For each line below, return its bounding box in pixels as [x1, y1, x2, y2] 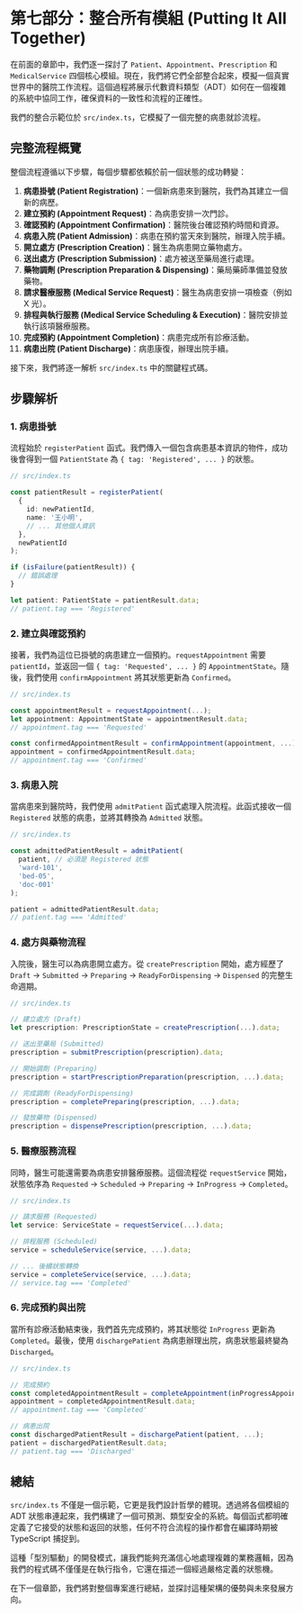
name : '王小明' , [26, 512, 84, 522]
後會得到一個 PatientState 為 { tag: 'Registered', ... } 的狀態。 [10, 454, 259, 465]
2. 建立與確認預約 [10, 627, 86, 639]
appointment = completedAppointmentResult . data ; [10, 1397, 196, 1406]
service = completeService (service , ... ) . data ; [10, 1270, 192, 1279]
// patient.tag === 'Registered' [10, 604, 136, 613]
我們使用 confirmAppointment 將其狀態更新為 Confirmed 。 [25, 672, 236, 683]
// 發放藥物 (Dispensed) [10, 1113, 98, 1122]
